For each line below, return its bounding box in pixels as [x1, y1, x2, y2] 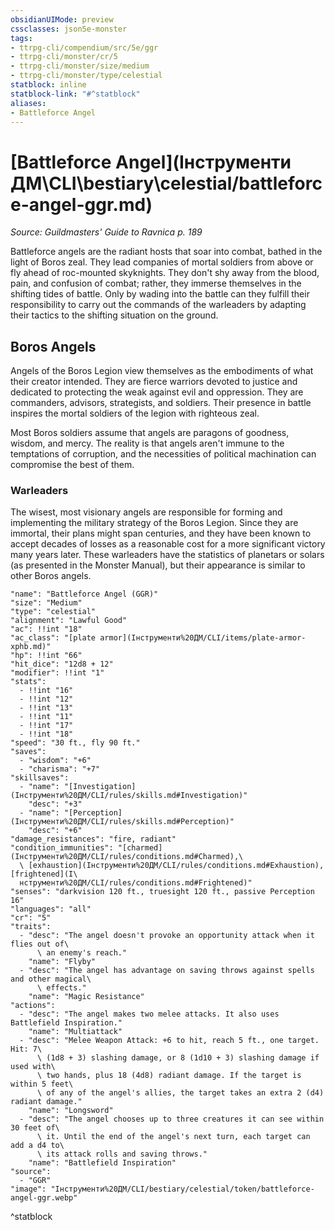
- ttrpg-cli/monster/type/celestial [10, 71, 163, 81]
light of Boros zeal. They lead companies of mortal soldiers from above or [10, 256, 314, 268]
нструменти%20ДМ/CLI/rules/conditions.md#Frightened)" [19, 878, 253, 888]
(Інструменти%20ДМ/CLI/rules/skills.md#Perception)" [10, 817, 235, 827]
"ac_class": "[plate [10, 633, 97, 643]
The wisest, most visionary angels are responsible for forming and [10, 506, 283, 518]
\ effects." [36, 983, 87, 993]
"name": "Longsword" [28, 1106, 114, 1116]
